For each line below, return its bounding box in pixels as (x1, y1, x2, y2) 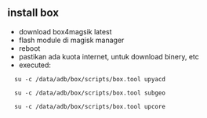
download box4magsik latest (18, 27, 112, 36)
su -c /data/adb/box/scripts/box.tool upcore (14, 102, 166, 110)
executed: (18, 60, 52, 70)
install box (7, 6, 60, 20)
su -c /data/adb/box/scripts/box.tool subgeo (14, 89, 166, 97)
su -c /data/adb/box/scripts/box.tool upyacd (14, 75, 166, 83)
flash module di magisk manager (18, 35, 125, 45)
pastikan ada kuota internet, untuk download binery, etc (18, 52, 199, 61)
